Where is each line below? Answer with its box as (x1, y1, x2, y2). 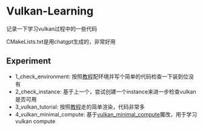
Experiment (6, 56, 52, 66)
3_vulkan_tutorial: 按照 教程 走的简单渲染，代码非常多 (15, 103, 145, 110)
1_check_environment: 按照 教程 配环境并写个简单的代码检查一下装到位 (15, 73, 189, 80)
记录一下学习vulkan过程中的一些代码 (6, 25, 98, 32)
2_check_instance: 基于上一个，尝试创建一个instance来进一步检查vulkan (15, 88, 197, 95)
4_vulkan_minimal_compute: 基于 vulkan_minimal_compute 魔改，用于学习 (15, 110, 198, 118)
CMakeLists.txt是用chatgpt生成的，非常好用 (6, 38, 116, 45)
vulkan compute (15, 117, 56, 125)
